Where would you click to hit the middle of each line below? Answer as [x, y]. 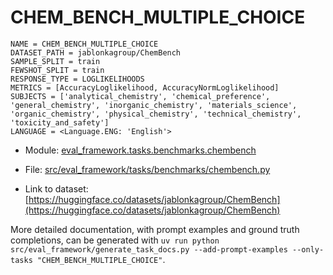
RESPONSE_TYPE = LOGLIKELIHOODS [77, 79]
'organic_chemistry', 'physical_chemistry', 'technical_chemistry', [156, 114]
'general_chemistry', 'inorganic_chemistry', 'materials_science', [154, 105]
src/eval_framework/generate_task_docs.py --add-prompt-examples [149, 249]
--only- [308, 249]
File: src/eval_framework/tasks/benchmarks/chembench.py [147, 169]
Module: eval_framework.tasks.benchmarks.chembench [140, 150]
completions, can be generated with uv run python [115, 240]
